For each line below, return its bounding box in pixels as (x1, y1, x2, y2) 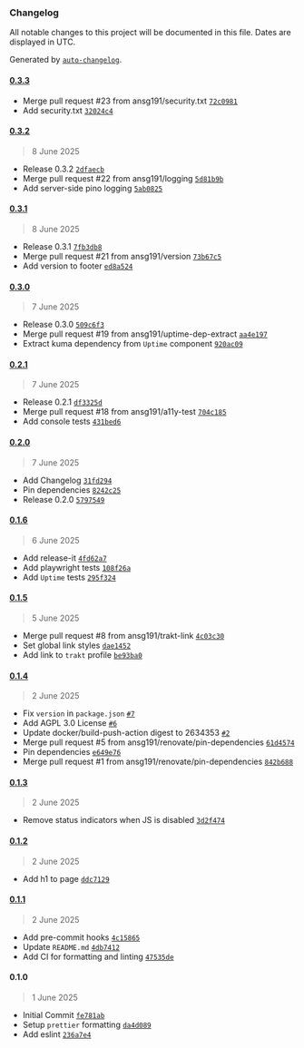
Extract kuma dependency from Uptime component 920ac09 (22, 338, 243, 349)
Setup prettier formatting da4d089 (22, 1019, 152, 1030)
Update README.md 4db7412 (22, 941, 121, 952)
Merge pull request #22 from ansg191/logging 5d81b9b (22, 172, 224, 183)
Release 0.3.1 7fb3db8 (22, 240, 103, 251)
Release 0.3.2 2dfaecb (22, 163, 104, 174)
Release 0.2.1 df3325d (22, 397, 103, 407)
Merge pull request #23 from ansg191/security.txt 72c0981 (22, 95, 238, 106)
